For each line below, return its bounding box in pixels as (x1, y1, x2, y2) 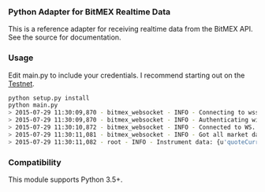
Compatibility (8, 156, 62, 168)
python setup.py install (8, 94, 90, 102)
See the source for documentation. (8, 32, 121, 42)
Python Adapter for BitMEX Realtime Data (8, 6, 171, 17)
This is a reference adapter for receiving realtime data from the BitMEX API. (8, 24, 253, 34)
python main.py (8, 101, 58, 109)
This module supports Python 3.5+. (8, 175, 123, 184)
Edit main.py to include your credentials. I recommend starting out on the (8, 70, 245, 80)
